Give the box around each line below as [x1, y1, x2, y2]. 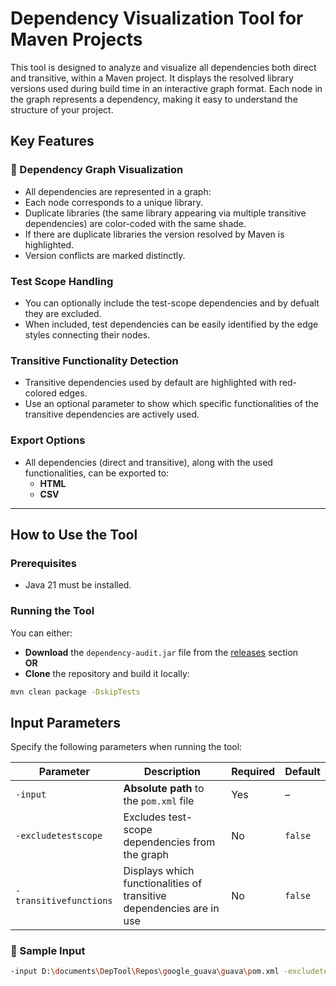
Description [143, 765, 202, 779]
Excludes [123, 810, 167, 824]
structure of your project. [10, 103, 114, 116]
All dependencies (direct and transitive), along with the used [24, 456, 273, 468]
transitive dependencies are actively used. [24, 408, 200, 421]
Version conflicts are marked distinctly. [24, 249, 186, 261]
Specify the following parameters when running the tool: [10, 741, 243, 753]
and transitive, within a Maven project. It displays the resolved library [10, 72, 294, 84]
